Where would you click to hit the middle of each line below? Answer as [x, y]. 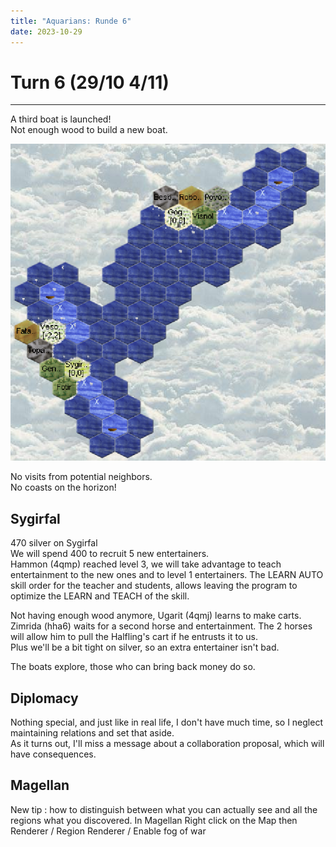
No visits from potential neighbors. [81, 477]
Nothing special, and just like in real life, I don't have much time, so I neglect [166, 722]
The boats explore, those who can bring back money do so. [133, 667]
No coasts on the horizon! [63, 487]
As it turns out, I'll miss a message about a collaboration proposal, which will [167, 744]
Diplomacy [44, 698]
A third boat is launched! [61, 119]
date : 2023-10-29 [46, 31]
